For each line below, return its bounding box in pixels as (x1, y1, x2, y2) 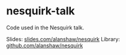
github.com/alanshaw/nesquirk (6, 42, 83, 49)
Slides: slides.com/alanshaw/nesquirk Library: (6, 35, 120, 42)
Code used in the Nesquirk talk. (6, 24, 85, 31)
